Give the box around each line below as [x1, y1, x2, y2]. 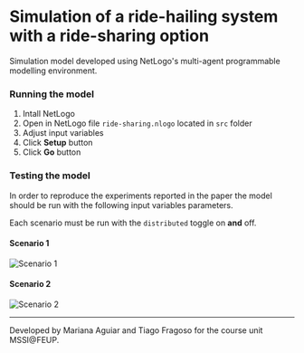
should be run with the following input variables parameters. [9, 199, 233, 210]
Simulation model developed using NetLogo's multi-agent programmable [9, 55, 280, 66]
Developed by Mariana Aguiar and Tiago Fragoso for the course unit [9, 324, 263, 336]
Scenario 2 [9, 279, 52, 290]
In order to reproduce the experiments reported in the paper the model [9, 190, 273, 201]
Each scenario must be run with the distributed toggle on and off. [9, 217, 257, 228]
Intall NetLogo [22, 109, 75, 119]
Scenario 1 [9, 238, 50, 249]
